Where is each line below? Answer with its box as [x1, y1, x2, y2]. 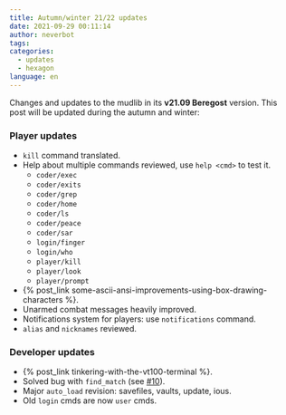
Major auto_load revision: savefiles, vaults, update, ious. [22, 386, 233, 397]
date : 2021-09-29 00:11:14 [9, 22, 111, 31]
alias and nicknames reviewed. [22, 323, 138, 334]
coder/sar [35, 228, 74, 238]
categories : [9, 47, 54, 56]
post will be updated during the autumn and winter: [9, 106, 201, 118]
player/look [35, 267, 81, 276]
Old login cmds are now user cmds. [22, 395, 157, 406]
